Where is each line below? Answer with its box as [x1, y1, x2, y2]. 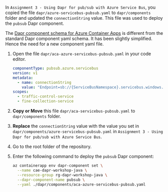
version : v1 [12, 70, 38, 75]
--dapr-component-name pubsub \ [17, 177, 85, 182]
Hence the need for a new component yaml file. [5, 41, 104, 47]
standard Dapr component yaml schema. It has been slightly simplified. [5, 35, 152, 41]
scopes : [12, 89, 29, 94]
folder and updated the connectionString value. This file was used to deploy [5, 15, 163, 21]
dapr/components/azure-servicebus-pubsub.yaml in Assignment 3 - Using [12, 128, 163, 134]
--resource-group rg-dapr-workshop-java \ [17, 172, 108, 177]
